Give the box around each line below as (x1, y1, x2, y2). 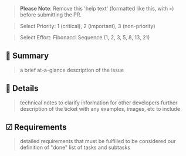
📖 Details (5, 83, 39, 93)
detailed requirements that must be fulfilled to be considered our (19, 138, 177, 145)
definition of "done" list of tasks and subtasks (19, 144, 130, 151)
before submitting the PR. (19, 11, 82, 18)
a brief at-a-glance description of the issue (19, 66, 124, 73)
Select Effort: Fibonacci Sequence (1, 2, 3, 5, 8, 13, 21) (19, 34, 150, 40)
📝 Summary (5, 51, 49, 61)
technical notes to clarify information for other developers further (19, 99, 178, 106)
